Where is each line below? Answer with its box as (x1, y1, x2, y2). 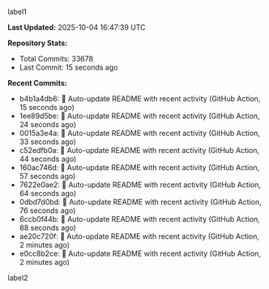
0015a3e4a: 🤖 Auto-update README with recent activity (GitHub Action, (19, 129, 260, 138)
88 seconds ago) (19, 223, 76, 232)
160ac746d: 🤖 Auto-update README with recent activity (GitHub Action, (19, 163, 260, 172)
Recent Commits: (7, 79, 67, 87)
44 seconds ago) (19, 154, 77, 164)
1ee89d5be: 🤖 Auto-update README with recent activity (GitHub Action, (19, 111, 260, 121)
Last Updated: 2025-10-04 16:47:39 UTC (7, 23, 147, 32)
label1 (7, 7, 28, 16)
